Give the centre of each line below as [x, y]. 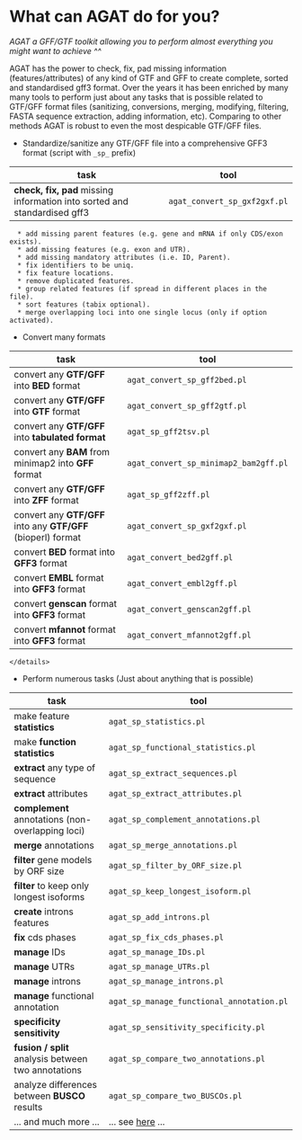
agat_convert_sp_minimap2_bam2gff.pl [208, 463]
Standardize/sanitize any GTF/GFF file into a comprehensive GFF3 [145, 143]
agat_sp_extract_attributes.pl [175, 793]
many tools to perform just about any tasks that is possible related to [136, 97]
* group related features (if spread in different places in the [142, 289]
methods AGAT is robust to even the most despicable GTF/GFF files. [136, 125]
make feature [42, 716]
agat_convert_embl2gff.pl [182, 583]
